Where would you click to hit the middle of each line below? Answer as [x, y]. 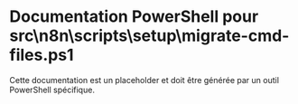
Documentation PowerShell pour [134, 17]
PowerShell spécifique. [52, 90]
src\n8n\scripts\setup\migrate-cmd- [149, 36]
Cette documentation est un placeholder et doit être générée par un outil [144, 80]
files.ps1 [42, 55]
